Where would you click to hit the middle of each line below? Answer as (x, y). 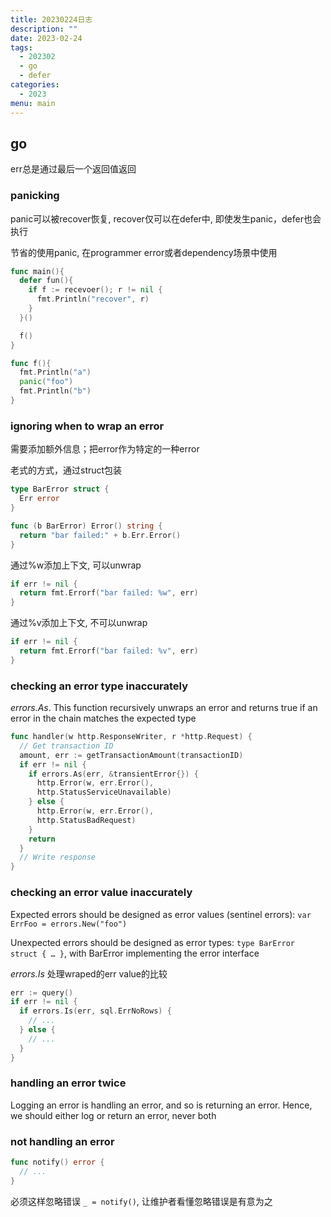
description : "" (44, 29)
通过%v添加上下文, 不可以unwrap (79, 623)
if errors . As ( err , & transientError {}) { (113, 774)
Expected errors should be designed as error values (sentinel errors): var (161, 914)
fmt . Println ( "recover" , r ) (93, 299)
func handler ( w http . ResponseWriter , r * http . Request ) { (131, 737)
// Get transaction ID (66, 746)
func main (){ (37, 271)
